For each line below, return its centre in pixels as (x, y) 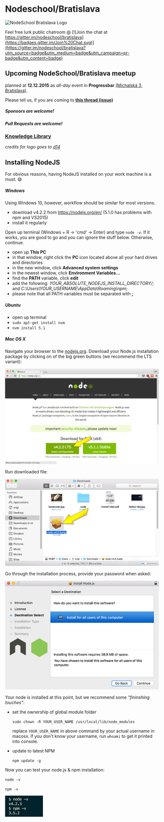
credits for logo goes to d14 (33, 147)
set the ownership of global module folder (54, 712)
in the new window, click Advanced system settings (65, 268)
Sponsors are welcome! (30, 111)
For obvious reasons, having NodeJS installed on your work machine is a (78, 174)
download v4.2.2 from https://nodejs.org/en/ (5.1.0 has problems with (82, 212)
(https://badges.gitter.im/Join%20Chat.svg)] (50, 42)
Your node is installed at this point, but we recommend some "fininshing (77, 697)
